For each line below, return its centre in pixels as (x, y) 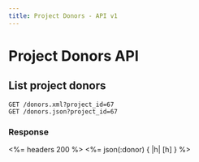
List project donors (57, 86)
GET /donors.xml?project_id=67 (61, 104)
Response (28, 132)
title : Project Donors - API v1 (63, 16)
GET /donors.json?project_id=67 (63, 111)
